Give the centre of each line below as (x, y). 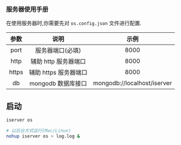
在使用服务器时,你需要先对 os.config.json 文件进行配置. (74, 23)
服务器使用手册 (27, 9)
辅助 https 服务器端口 (58, 73)
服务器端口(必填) (58, 50)
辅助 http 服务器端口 (58, 62)
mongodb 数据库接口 (58, 83)
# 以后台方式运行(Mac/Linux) (39, 130)
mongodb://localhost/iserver (133, 83)
